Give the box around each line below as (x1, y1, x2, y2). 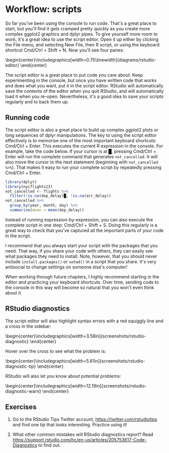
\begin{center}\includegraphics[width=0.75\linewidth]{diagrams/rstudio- (5, 56, 156, 63)
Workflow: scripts (5, 4, 82, 15)
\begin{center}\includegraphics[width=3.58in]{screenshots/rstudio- (5, 333, 146, 339)
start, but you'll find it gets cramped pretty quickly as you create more (5, 25, 150, 31)
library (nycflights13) (5, 184, 53, 189)
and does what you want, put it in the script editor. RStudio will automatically (5, 82, 163, 89)
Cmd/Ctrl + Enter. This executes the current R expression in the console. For (5, 143, 163, 149)
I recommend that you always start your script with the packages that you (5, 242, 158, 248)
